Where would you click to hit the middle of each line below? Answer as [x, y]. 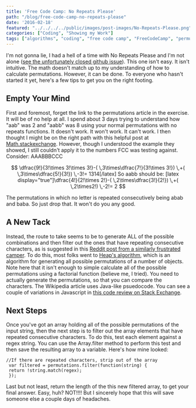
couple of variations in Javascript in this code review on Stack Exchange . [94, 292]
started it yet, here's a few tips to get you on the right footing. [80, 80]
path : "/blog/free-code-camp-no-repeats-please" [66, 17]
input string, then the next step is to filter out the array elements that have [94, 331]
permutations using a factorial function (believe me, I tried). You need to [92, 273]
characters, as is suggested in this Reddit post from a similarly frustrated [93, 249]
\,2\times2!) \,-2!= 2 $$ [98, 186]
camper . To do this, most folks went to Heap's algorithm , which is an [88, 255]
